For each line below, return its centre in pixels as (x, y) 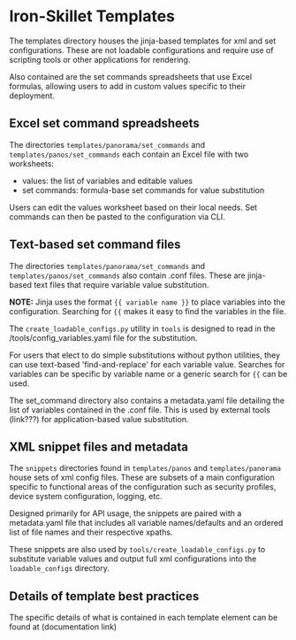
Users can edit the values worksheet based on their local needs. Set (133, 207)
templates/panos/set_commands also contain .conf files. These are (127, 275)
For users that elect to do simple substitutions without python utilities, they (145, 355)
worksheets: (32, 163)
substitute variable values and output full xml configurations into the (133, 559)
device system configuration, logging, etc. (86, 497)
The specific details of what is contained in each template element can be (144, 618)
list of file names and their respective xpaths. (91, 532)
